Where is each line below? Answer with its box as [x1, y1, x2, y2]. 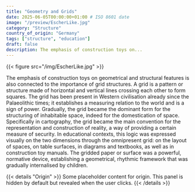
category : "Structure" [6, 25, 61, 31]
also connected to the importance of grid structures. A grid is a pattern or [6, 80, 183, 87]
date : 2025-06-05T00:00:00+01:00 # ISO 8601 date [6, 14, 130, 20]
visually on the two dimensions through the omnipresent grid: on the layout [6, 136, 187, 144]
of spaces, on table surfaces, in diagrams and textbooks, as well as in [6, 143, 175, 150]
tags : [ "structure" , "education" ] [6, 36, 91, 42]
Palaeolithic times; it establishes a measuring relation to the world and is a [6, 99, 184, 106]
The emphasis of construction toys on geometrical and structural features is [6, 74, 190, 81]
